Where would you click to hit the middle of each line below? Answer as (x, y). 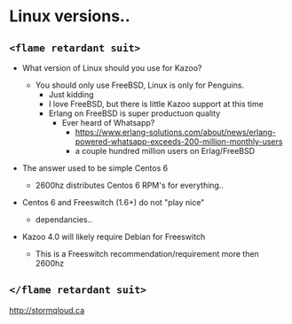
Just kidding (71, 94)
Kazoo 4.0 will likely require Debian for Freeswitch (114, 237)
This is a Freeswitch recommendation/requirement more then (147, 254)
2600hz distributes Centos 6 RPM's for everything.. (130, 185)
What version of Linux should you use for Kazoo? (112, 68)
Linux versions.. (70, 16)
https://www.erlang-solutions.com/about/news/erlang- (176, 132)
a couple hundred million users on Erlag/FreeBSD (165, 151)
